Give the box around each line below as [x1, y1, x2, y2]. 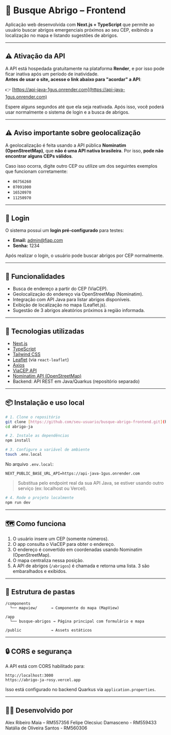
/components [5, 601, 31, 606]
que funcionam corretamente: [5, 168, 68, 174]
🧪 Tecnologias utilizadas [5, 327, 84, 335]
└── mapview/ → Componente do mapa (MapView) [10, 606, 120, 611]
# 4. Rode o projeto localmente [5, 495, 74, 500]
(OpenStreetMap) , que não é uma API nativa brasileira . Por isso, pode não [5, 147, 164, 153]
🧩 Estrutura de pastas [5, 587, 75, 596]
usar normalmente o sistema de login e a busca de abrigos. [5, 109, 130, 115]
